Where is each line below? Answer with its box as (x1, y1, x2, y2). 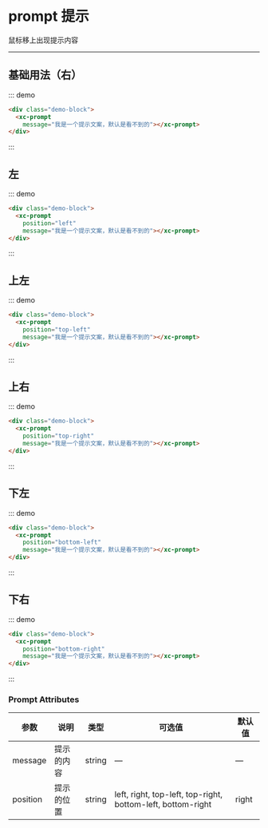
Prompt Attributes (8, 694, 80, 705)
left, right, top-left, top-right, (114, 789, 223, 800)
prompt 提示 (8, 7, 89, 26)
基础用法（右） (8, 69, 82, 82)
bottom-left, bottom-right (114, 799, 212, 810)
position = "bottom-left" (22, 538, 102, 547)
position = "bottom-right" (22, 644, 105, 653)
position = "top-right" (22, 432, 94, 440)
